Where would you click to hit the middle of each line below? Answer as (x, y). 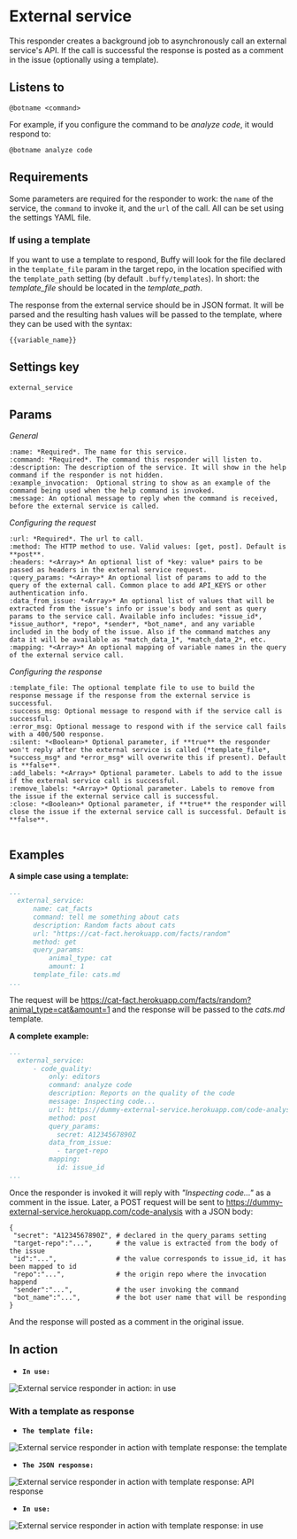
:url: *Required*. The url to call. (76, 539)
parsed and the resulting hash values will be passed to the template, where (146, 314)
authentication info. (49, 594)
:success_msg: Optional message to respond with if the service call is (146, 711)
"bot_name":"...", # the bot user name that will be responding (150, 1297)
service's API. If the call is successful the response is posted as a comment (147, 50)
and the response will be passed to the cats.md (198, 1009)
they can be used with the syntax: (71, 323)
